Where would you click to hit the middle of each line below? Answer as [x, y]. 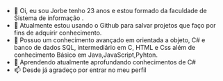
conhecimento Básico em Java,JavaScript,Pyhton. [86, 55]
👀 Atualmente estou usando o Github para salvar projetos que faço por [115, 25]
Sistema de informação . [49, 18]
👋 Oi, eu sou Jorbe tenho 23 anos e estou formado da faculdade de [110, 11]
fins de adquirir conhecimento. [58, 33]
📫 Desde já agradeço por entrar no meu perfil [80, 70]
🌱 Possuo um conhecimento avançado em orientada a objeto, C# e [109, 40]
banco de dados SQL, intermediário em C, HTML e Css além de [105, 47]
